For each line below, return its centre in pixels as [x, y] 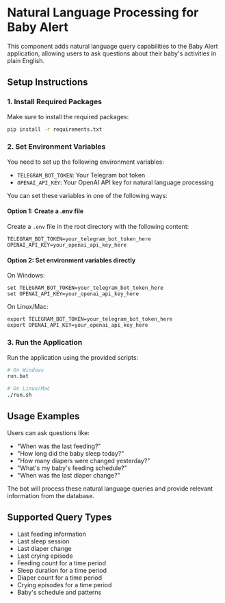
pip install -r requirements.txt [55, 129]
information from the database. [51, 495]
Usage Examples [43, 416]
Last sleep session [43, 541]
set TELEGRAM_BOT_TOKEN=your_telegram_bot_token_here [85, 288]
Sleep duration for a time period [62, 570]
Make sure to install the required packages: [68, 116]
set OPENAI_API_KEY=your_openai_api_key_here [73, 294]
